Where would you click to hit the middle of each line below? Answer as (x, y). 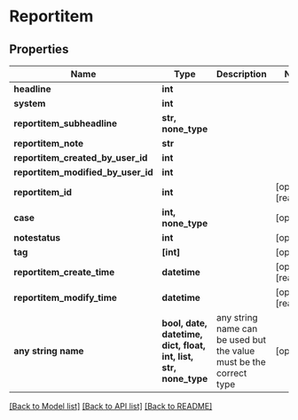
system (30, 103)
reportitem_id (43, 192)
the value (235, 351)
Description (242, 74)
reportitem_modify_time (66, 297)
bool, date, (184, 323)
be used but (241, 340)
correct (231, 373)
